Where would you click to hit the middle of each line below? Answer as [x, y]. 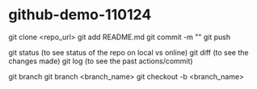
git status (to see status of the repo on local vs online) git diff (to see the [128, 52]
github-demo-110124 [80, 15]
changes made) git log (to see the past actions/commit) [101, 61]
